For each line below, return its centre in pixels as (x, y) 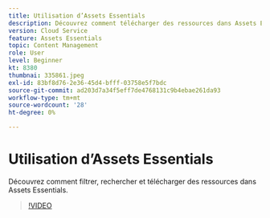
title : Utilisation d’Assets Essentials (77, 16)
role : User (27, 53)
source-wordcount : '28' (48, 105)
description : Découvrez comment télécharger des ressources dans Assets (133, 23)
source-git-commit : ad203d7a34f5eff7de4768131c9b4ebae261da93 (115, 90)
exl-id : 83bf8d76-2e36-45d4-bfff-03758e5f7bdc (88, 83)
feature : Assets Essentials (55, 38)
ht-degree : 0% (32, 113)
